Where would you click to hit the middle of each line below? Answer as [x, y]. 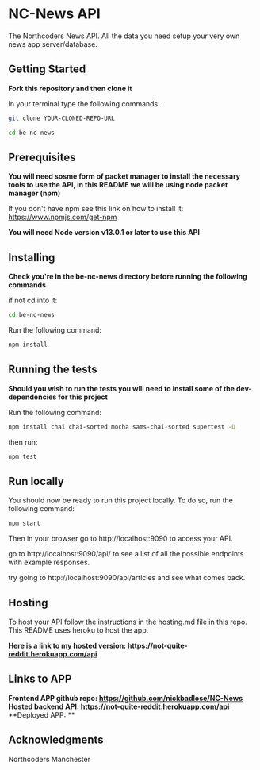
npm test [23, 456]
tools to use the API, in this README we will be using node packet [118, 185]
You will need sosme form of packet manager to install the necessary [124, 176]
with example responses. [49, 562]
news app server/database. [53, 44]
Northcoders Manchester [50, 759]
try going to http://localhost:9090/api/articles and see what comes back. [127, 578]
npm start [25, 524]
